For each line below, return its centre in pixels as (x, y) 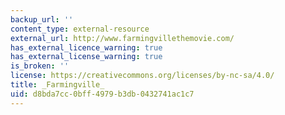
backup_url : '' (42, 19)
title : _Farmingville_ (57, 85)
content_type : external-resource (80, 29)
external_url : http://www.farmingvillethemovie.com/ (122, 38)
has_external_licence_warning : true (86, 47)
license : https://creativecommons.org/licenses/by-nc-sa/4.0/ (142, 76)
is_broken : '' (40, 66)
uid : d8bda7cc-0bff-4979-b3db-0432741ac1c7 (102, 94)
